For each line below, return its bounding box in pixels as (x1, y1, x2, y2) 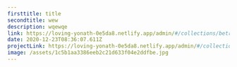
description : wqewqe (7, 23, 68, 30)
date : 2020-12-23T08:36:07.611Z (7, 36, 102, 43)
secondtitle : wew (7, 17, 59, 24)
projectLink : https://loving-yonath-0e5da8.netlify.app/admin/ (7, 43, 197, 50)
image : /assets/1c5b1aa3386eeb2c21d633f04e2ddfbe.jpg (7, 50, 169, 57)
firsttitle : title (7, 10, 61, 17)
